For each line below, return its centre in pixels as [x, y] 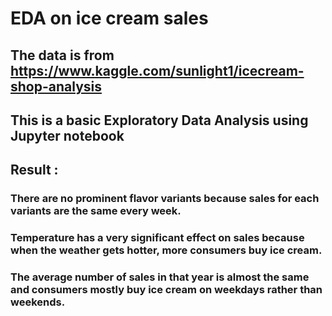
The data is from [62, 55]
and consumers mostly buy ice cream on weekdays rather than [166, 290]
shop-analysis [56, 86]
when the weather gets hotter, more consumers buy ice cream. [166, 250]
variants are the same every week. [96, 211]
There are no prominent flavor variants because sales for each [165, 199]
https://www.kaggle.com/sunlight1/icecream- [157, 70]
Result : [34, 170]
